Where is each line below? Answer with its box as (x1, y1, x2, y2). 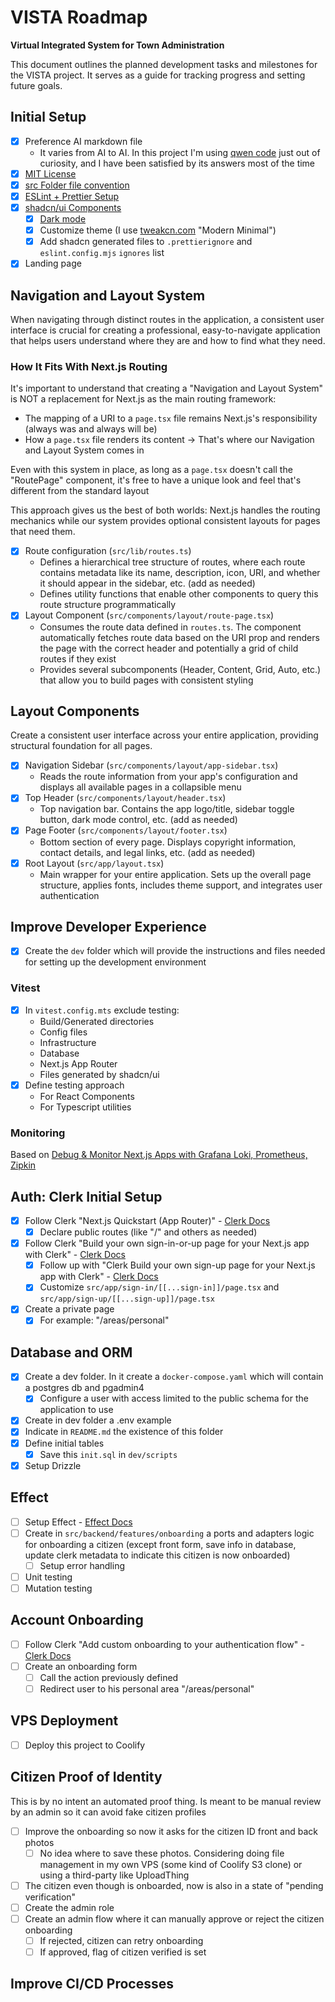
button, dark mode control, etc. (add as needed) (39, 814, 238, 826)
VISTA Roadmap (10, 6, 148, 29)
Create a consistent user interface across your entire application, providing (10, 729, 319, 741)
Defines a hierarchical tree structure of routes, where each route (39, 556, 306, 568)
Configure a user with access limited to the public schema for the (39, 1392, 309, 1405)
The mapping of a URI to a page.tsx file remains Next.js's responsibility (24, 412, 318, 425)
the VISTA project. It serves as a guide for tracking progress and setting (10, 69, 306, 81)
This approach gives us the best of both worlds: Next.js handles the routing (10, 504, 321, 516)
